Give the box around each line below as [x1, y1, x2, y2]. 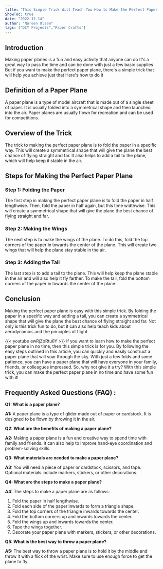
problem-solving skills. [5, 446, 51, 452]
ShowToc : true [5, 12, 34, 17]
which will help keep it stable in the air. [5, 158, 83, 163]
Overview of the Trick [5, 129, 72, 137]
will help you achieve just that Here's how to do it [5, 72, 104, 78]
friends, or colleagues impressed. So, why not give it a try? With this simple [5, 364, 156, 370]
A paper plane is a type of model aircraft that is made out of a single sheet [5, 99, 154, 105]
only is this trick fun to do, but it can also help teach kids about [5, 323, 131, 329]
